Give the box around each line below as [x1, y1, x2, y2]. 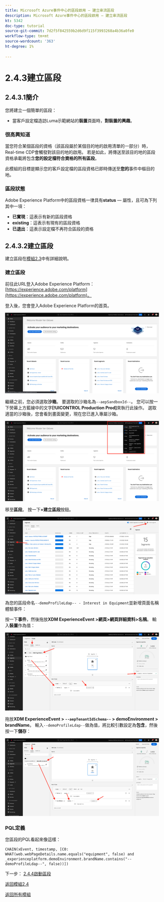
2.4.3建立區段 [5, 72, 61, 83]
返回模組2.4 [5, 881, 29, 887]
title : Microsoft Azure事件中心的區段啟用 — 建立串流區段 [5, 8, 115, 13]
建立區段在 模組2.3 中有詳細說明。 [5, 256, 72, 262]
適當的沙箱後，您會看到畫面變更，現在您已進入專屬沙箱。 [5, 411, 121, 417]
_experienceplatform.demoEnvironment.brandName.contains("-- [5, 857, 132, 862]
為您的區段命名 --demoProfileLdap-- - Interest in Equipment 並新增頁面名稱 [5, 600, 159, 606]
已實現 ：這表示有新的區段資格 [12, 214, 72, 220]
